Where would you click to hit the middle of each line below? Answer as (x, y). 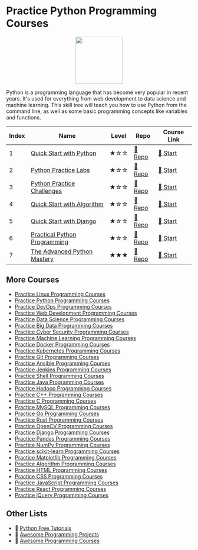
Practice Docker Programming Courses (62, 344)
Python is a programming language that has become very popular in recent (97, 92)
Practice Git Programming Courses (57, 357)
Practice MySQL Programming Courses (62, 407)
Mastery (42, 258)
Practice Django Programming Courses (62, 432)
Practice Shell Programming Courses (59, 376)
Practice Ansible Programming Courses (62, 363)
